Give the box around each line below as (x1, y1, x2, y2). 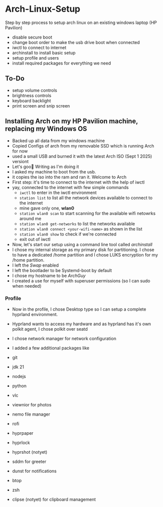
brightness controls (12, 92, 52, 98)
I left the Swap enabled (12, 262, 59, 268)
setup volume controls (12, 87, 58, 93)
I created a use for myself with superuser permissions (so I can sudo (12, 277, 150, 284)
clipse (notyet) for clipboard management (12, 496, 96, 502)
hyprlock (12, 440, 30, 445)
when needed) (12, 283, 41, 289)
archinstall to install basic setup (12, 50, 76, 56)
